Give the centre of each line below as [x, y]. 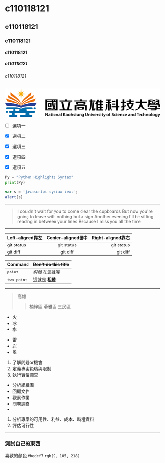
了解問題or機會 [27, 362]
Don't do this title [51, 264]
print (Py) [15, 182]
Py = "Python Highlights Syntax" [39, 177]
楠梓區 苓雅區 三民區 [50, 306]
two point [17, 280]
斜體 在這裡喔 [47, 272]
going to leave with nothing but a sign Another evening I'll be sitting [85, 216]
